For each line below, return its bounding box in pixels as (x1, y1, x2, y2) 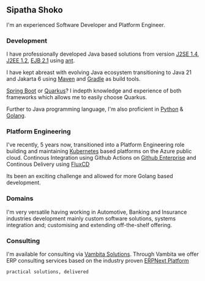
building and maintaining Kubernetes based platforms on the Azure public (6, 148, 192, 155)
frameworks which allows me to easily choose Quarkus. (6, 94, 147, 101)
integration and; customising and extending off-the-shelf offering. (6, 221, 173, 228)
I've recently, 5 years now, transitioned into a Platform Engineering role (6, 141, 185, 149)
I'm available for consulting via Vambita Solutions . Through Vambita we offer (6, 250, 199, 258)
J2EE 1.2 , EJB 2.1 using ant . (6, 57, 75, 64)
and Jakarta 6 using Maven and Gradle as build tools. (6, 75, 141, 83)
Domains (6, 194, 34, 203)
